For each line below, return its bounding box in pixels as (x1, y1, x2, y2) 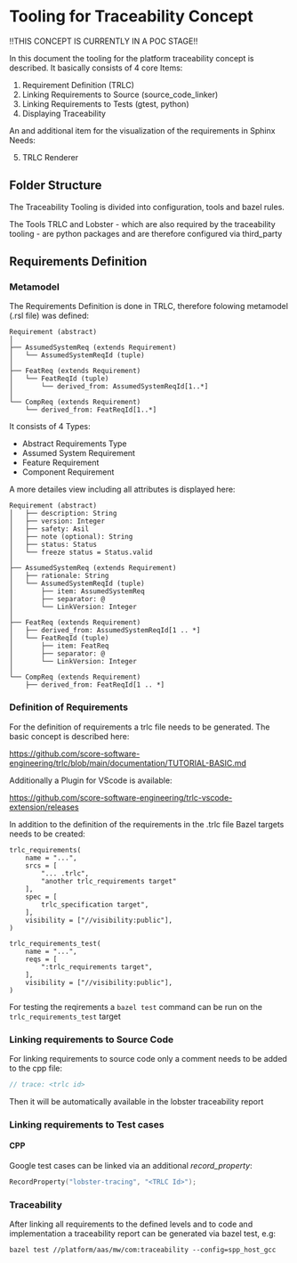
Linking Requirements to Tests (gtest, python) (21, 98, 189, 109)
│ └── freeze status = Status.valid (9, 548, 153, 558)
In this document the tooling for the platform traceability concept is (9, 53, 254, 63)
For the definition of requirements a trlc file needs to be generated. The (9, 721, 270, 732)
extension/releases (9, 802, 79, 812)
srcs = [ (25, 861, 58, 870)
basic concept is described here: (9, 730, 130, 741)
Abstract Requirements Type (21, 438, 127, 449)
